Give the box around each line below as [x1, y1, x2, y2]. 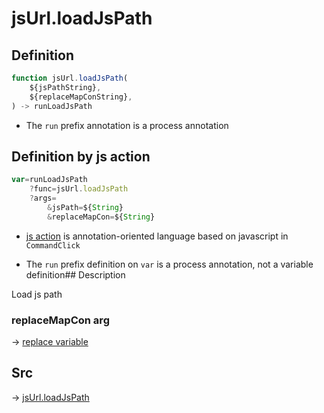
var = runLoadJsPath [11, 175, 88, 185]
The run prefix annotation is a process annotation [25, 119, 229, 131]
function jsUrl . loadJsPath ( [11, 73, 129, 83]
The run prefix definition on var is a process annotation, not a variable [25, 258, 314, 270]
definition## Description [25, 268, 126, 281]
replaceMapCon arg [11, 313, 110, 327]
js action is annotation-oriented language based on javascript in [25, 230, 289, 242]
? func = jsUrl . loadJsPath [29, 184, 129, 194]
